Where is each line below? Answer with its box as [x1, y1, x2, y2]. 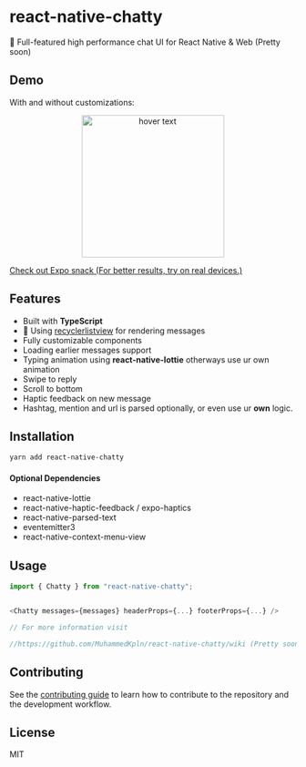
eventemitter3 [22, 522, 76, 533]
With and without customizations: [9, 97, 135, 107]
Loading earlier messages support [22, 344, 152, 355]
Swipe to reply [22, 373, 77, 384]
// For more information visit [9, 623, 128, 632]
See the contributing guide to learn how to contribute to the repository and [9, 689, 290, 700]
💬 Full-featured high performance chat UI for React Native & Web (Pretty [9, 36, 280, 47]
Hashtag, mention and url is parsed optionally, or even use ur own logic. [22, 403, 293, 414]
